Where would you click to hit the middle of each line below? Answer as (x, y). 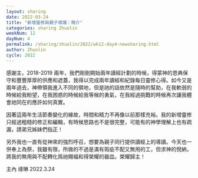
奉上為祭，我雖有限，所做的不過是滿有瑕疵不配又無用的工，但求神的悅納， (101, 149)
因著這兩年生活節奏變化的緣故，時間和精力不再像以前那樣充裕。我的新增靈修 (99, 115)
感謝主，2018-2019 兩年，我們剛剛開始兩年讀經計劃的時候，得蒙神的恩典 (95, 73)
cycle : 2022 (21, 55)
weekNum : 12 (21, 33)
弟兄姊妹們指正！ (42, 129)
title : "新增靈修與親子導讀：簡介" (44, 22)
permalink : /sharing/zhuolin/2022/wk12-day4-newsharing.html (83, 45)
